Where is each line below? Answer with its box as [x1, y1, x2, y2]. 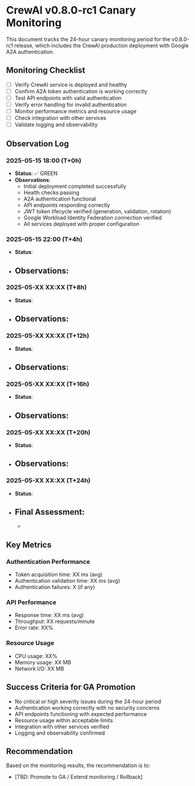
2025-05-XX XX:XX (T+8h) [6, 283, 87, 291]
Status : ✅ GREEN [14, 170, 58, 177]
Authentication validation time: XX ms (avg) [14, 577, 121, 584]
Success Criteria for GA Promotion [6, 682, 136, 692]
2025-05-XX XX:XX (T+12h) [6, 332, 90, 340]
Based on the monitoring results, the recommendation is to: [6, 762, 151, 769]
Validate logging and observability [14, 121, 98, 128]
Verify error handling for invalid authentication [14, 101, 127, 108]
